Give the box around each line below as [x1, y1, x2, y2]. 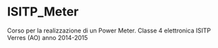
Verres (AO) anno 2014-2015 [7, 33, 88, 41]
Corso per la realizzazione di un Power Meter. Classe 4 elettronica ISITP [7, 26, 211, 34]
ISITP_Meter [7, 4, 79, 20]
